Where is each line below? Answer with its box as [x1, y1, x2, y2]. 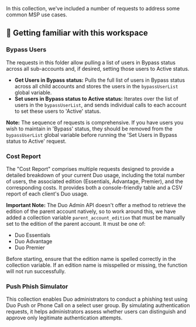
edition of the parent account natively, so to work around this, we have [6, 208, 176, 215]
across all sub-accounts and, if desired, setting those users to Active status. [6, 65, 190, 72]
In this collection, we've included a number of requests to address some [6, 5, 180, 12]
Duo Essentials [14, 231, 51, 239]
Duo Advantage [14, 237, 53, 245]
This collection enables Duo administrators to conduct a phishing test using [6, 295, 188, 303]
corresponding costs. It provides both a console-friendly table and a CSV [6, 184, 183, 191]
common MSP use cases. [6, 11, 67, 18]
